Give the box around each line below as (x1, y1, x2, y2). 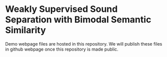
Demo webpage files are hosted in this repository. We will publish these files (5, 41, 162, 47)
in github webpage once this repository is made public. (5, 46, 118, 52)
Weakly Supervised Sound (5, 3, 118, 15)
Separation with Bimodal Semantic (5, 14, 151, 25)
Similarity (5, 25, 46, 36)
